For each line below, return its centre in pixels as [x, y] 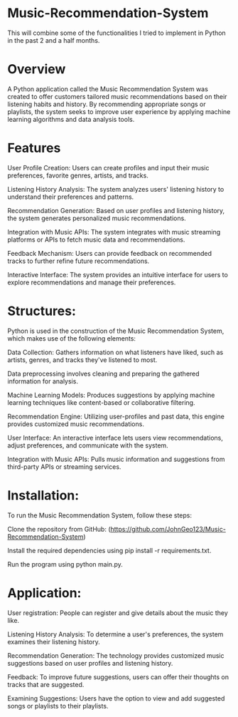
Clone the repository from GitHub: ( [59, 529]
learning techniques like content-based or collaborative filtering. [101, 402]
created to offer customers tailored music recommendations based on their [117, 96]
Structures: [42, 311]
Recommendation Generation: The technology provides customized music [116, 655]
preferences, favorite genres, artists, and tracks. [78, 175]
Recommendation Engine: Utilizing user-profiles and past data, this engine [116, 416]
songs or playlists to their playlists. [58, 706]
